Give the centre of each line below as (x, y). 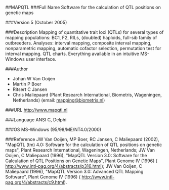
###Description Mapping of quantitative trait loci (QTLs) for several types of (85, 32)
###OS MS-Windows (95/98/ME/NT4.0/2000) (53, 129)
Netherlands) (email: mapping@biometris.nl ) (59, 100)
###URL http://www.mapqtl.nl (36, 110)
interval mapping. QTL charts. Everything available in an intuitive (72, 54)
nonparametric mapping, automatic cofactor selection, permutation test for (83, 48)
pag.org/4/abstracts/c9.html (35, 182)
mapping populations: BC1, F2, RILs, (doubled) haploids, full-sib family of (81, 38)
